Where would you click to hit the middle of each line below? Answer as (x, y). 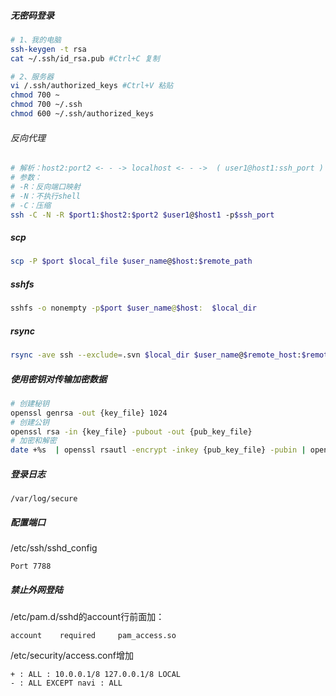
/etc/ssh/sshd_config (54, 548)
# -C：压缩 (31, 205)
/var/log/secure (44, 499)
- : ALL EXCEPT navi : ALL (66, 683)
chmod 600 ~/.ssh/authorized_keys (82, 114)
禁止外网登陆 (36, 589)
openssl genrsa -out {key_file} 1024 (89, 413)
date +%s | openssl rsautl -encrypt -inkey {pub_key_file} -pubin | (158, 450)
